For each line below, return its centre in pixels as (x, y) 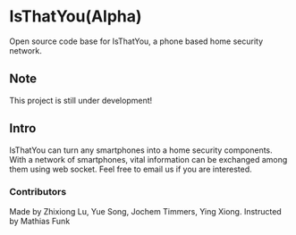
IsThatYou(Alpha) (76, 17)
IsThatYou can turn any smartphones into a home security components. (141, 150)
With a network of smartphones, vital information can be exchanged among (148, 159)
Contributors (38, 192)
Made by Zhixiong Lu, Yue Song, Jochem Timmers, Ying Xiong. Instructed (145, 211)
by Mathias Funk (40, 221)
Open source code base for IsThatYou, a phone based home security (136, 41)
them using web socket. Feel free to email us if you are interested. (131, 169)
